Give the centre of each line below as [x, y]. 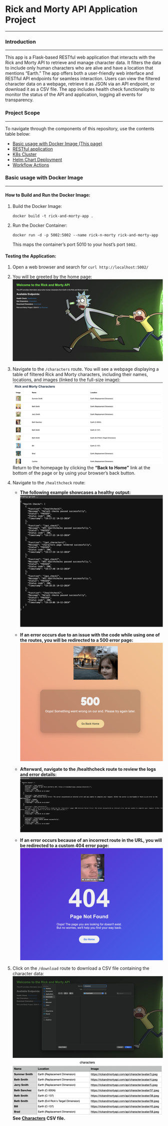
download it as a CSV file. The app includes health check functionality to [80, 89]
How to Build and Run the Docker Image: [48, 195]
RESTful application [33, 149]
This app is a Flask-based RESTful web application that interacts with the [80, 57]
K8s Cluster [24, 154]
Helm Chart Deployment [37, 159]
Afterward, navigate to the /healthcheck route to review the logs [88, 769]
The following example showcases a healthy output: [75, 492]
